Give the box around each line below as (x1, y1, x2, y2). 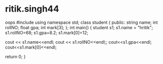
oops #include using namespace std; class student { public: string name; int (5, 19, 158, 25)
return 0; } (5, 53, 26, 59)
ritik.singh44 (5, 3, 60, 15)
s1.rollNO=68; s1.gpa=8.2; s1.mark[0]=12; (5, 30, 89, 35)
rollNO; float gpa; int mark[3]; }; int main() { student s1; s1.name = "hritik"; (5, 24, 153, 30)
